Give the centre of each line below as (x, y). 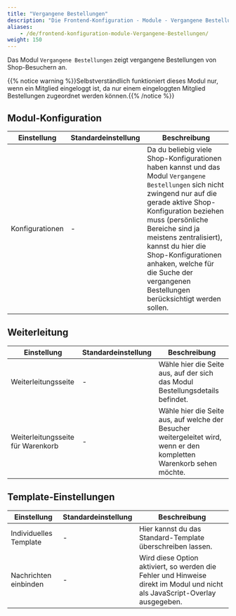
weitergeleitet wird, (190, 437)
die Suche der (170, 273)
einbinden (27, 584)
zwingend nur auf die (182, 193)
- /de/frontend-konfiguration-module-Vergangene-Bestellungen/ (114, 33)
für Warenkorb (35, 445)
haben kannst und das (184, 167)
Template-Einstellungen (61, 497)
